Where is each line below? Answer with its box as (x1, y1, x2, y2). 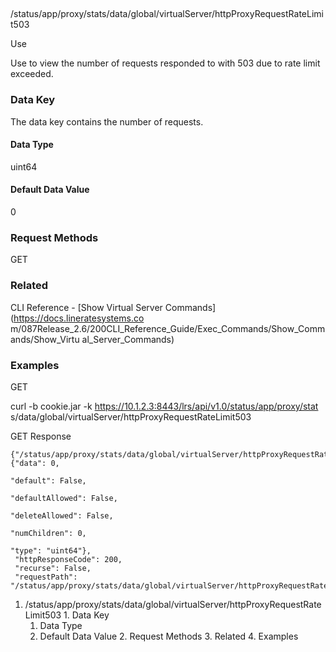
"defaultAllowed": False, (10, 493, 118, 503)
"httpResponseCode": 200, (14, 554, 123, 564)
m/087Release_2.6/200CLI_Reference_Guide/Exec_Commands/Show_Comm (10, 322, 326, 334)
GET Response (10, 430, 72, 442)
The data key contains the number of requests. (10, 115, 204, 128)
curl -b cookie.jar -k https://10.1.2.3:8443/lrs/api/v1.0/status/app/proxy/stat (10, 400, 319, 412)
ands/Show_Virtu (10, 333, 80, 345)
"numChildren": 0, (10, 528, 87, 538)
